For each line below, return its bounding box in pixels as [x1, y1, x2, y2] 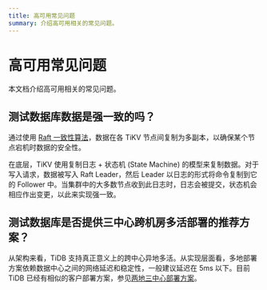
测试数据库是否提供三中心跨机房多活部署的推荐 [8, 215, 240, 229]
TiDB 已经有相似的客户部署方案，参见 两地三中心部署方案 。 [8, 273, 201, 283]
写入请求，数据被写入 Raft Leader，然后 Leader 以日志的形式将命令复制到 [8, 170, 250, 179]
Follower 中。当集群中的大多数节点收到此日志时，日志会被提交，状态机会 [17, 179, 257, 189]
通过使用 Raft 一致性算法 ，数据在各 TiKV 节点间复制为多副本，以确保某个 [8, 133, 249, 143]
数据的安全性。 [35, 143, 86, 152]
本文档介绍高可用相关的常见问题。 [8, 84, 121, 94]
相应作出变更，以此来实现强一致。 [8, 190, 121, 199]
